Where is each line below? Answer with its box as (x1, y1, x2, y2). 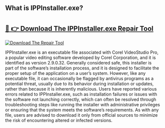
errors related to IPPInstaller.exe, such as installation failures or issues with (5, 91, 157, 97)
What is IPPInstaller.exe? (5, 4, 83, 12)
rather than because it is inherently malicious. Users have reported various (5, 86, 157, 92)
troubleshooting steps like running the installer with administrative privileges (5, 102, 161, 107)
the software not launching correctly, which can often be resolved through (5, 96, 157, 102)
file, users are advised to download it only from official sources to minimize (5, 112, 158, 118)
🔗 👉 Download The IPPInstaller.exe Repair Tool (5, 24, 154, 32)
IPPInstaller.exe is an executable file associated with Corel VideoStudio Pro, (5, 49, 159, 55)
